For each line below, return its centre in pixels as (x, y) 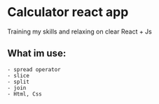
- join (17, 88)
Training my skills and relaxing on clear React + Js (80, 31)
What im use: (37, 53)
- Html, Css (25, 94)
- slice (19, 75)
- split (19, 82)
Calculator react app (68, 12)
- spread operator (34, 69)
